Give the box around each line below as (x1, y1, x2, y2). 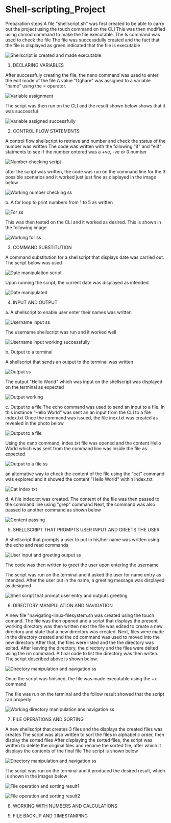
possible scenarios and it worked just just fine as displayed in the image (5, 174, 157, 180)
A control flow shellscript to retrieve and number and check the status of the (5, 138, 166, 144)
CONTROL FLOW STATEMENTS (12, 128, 80, 134)
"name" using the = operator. (5, 83, 66, 89)
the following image (5, 224, 47, 231)
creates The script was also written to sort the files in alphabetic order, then (5, 731, 165, 738)
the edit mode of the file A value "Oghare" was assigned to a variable (5, 77, 151, 83)
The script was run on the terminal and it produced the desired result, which (5, 767, 165, 773)
